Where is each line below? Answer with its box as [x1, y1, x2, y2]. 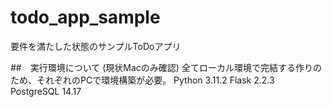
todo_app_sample [10, 6, 161, 29]
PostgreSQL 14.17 [10, 85, 82, 97]
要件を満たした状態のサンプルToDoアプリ [10, 40, 182, 52]
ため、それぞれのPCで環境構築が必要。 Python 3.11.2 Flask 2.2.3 [10, 74, 275, 86]
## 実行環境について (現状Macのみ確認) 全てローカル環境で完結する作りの [10, 61, 322, 73]
